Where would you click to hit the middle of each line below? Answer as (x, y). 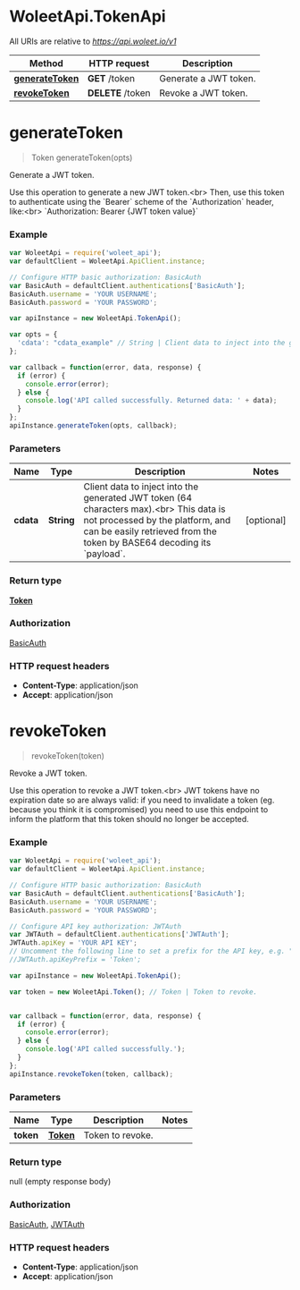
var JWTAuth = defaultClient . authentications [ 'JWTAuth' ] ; (119, 935)
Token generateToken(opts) (82, 157)
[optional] (266, 521)
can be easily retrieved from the (150, 531)
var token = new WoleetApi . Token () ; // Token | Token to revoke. (133, 992)
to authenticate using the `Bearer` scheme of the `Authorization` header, (142, 201)
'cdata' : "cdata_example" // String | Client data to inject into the (151, 343)
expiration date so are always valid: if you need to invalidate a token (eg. (142, 800)
